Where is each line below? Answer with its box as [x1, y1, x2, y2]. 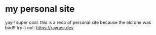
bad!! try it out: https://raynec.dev [5, 24, 74, 30]
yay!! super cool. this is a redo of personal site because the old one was [5, 19, 152, 25]
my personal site [5, 3, 75, 15]
